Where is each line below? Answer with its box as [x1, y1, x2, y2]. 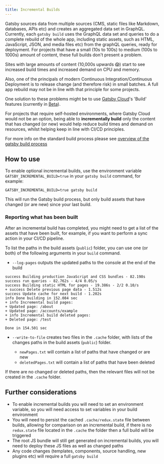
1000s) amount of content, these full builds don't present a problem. [5, 52, 143, 58]
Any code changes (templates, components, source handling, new [12, 448, 146, 454]
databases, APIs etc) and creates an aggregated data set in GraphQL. [5, 25, 145, 32]
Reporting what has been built [5, 214, 78, 221]
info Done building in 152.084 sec [5, 296, 78, 301]
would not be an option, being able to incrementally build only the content [5, 116, 156, 121]
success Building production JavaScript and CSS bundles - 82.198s [5, 274, 146, 279]
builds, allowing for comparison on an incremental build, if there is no [12, 422, 152, 428]
